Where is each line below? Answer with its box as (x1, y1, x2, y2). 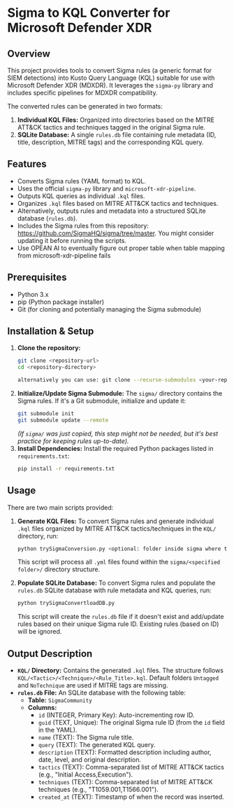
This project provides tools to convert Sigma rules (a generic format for (7, 67, 212, 74)
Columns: (27, 704, 57, 712)
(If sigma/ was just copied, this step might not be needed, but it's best (17, 429, 219, 438)
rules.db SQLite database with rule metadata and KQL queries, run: (17, 586, 212, 594)
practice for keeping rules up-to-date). (17, 436, 129, 445)
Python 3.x (17, 290, 49, 298)
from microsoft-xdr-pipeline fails (17, 251, 111, 260)
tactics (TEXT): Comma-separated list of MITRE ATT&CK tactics (38, 763, 225, 772)
